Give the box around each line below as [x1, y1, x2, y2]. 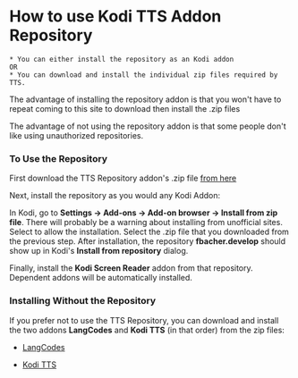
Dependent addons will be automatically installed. [9, 273, 192, 283]
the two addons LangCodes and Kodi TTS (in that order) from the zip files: [9, 324, 285, 335]
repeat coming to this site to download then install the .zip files [9, 103, 241, 113]
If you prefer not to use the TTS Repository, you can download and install [9, 315, 279, 325]
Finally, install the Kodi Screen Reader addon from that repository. [9, 263, 253, 273]
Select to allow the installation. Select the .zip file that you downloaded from [9, 226, 289, 238]
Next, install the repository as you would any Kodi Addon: [9, 190, 221, 201]
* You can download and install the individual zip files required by [9, 70, 278, 80]
